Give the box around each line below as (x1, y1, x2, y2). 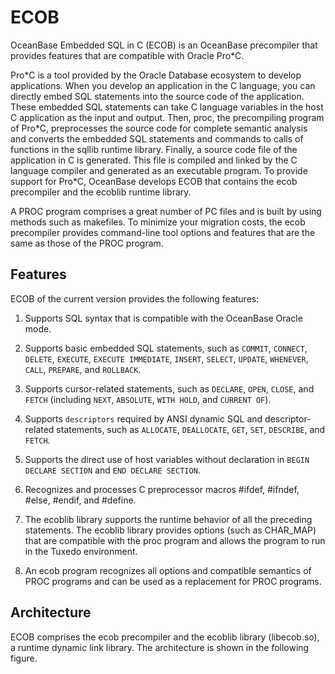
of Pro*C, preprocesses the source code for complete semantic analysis (10, 122, 308, 134)
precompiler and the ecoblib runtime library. (10, 186, 192, 198)
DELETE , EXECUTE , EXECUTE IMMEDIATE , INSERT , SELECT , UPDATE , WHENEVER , (24, 352, 309, 365)
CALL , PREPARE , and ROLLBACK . (24, 363, 142, 375)
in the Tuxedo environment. (24, 545, 138, 557)
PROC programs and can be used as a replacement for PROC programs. (24, 575, 322, 587)
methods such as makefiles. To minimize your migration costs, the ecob (10, 216, 306, 228)
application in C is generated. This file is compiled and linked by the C (10, 154, 298, 166)
